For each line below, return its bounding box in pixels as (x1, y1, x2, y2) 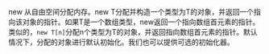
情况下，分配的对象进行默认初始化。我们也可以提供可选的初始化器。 (8, 37, 234, 47)
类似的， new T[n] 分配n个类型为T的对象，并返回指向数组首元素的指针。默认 (8, 27, 258, 36)
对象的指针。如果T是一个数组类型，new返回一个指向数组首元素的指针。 (22, 17, 260, 27)
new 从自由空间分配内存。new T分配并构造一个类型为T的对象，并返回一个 (8, 7, 255, 16)
